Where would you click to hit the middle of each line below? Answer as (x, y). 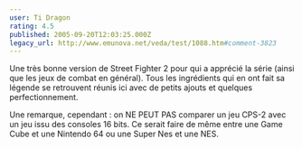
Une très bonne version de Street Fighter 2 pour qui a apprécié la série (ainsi (152, 69)
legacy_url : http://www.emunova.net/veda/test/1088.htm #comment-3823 (143, 43)
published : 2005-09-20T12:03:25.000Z (80, 34)
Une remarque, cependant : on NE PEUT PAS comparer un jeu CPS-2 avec (148, 115)
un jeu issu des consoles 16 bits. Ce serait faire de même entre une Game (146, 125)
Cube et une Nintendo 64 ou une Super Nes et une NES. (114, 134)
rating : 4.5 (32, 26)
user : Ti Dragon (40, 18)
